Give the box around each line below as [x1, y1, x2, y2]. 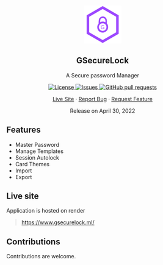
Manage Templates [15, 147, 64, 155]
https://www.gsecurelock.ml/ [21, 219, 95, 226]
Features [6, 125, 41, 135]
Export [15, 173, 32, 180]
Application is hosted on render [6, 207, 85, 214]
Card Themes [15, 160, 50, 168]
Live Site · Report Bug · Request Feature [53, 95, 153, 102]
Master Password [15, 141, 60, 148]
